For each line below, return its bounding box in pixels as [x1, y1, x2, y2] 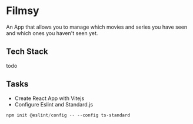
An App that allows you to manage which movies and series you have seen [6, 23, 188, 30]
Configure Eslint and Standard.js [14, 101, 93, 108]
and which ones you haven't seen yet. [6, 29, 98, 36]
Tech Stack [6, 47, 48, 57]
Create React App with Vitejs [14, 95, 85, 102]
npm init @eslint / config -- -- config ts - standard [6, 112, 131, 118]
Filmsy [6, 4, 39, 18]
